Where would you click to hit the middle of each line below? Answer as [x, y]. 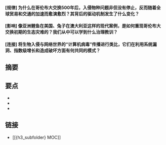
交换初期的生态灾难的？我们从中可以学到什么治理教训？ [61, 32]
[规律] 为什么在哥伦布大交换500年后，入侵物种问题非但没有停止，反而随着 [81, 7]
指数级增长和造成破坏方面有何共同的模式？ [57, 50]
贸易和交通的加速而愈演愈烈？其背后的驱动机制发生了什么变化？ [74, 14]
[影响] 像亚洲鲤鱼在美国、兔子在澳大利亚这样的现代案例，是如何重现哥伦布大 [83, 26]
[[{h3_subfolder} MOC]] [36, 137]
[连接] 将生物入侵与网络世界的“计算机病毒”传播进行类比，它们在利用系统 [79, 44]
